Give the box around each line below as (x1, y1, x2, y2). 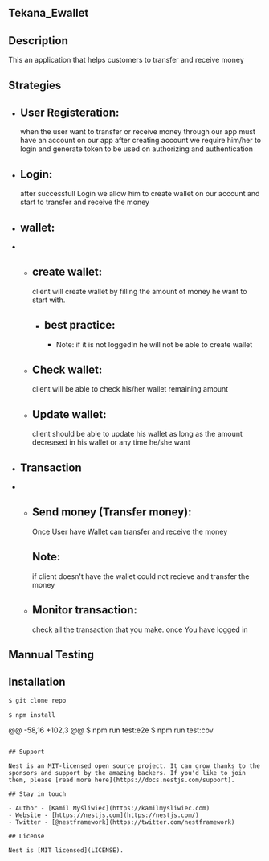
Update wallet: (31, 408, 107, 421)
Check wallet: (31, 363, 103, 377)
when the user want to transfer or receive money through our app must (19, 127, 255, 137)
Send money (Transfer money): (31, 506, 192, 519)
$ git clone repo (8, 696, 67, 704)
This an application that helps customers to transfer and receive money (8, 55, 245, 65)
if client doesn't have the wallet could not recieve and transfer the (31, 571, 250, 581)
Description (8, 34, 68, 47)
